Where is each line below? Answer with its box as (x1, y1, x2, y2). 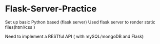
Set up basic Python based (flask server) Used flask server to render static (5, 19, 156, 25)
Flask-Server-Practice (5, 3, 97, 14)
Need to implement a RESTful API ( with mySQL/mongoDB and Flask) (5, 33, 144, 39)
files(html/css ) (5, 24, 35, 30)
